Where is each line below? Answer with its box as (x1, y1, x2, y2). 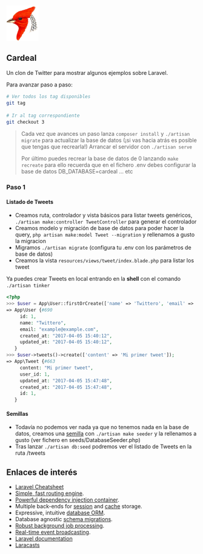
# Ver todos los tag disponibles (6, 93, 91, 99)
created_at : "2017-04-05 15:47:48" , (19, 384, 113, 390)
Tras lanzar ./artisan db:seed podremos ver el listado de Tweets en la (15, 443, 192, 451)
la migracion (15, 237, 47, 245)
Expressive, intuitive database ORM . (15, 509, 105, 516)
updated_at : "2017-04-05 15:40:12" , (19, 339, 113, 345)
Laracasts (15, 541, 40, 549)
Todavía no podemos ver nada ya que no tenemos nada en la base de (15, 424, 190, 431)
